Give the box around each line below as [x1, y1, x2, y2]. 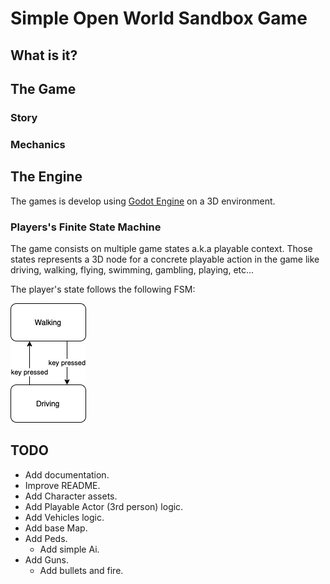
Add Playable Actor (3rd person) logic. [24, 500, 184, 512]
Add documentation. [24, 468, 110, 481]
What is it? [10, 47, 78, 64]
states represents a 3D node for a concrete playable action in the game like [10, 253, 320, 265]
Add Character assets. [24, 490, 118, 502]
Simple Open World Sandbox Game [10, 7, 308, 30]
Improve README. [24, 479, 101, 491]
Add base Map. [24, 522, 88, 534]
